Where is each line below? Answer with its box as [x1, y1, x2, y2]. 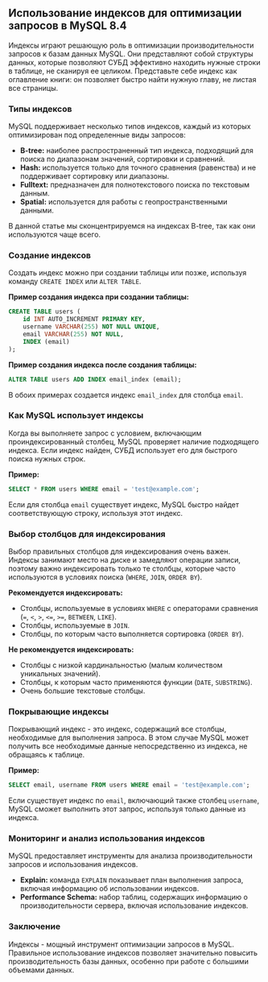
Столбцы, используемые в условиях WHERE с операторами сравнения [19, 604, 258, 613]
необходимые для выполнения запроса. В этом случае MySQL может [8, 732, 249, 743]
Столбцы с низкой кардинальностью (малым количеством [19, 660, 223, 670]
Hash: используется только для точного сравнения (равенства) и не [19, 163, 256, 172]
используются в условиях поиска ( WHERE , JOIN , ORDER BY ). [8, 572, 203, 582]
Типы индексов [8, 103, 72, 114]
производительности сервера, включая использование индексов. [19, 901, 249, 910]
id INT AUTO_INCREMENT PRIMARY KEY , [23, 316, 146, 324]
